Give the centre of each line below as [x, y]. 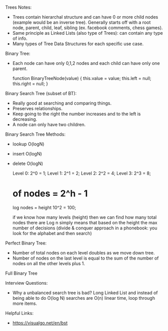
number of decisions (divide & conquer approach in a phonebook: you [85, 228]
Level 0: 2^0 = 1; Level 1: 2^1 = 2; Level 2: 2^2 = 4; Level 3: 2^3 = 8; [82, 173]
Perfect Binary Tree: [26, 243]
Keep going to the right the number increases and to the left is [76, 114]
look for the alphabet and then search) [52, 233]
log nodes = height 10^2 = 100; [44, 207]
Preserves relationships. [37, 108]
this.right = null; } [30, 84]
